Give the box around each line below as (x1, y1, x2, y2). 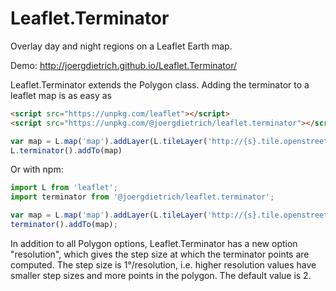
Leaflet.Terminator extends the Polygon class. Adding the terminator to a (10, 78, 310, 91)
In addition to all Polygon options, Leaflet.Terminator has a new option (10, 237, 298, 249)
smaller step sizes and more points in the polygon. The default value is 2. (10, 269, 312, 281)
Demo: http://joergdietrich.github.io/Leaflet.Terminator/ (10, 59, 237, 71)
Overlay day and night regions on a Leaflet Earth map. (10, 40, 233, 52)
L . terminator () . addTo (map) (10, 145, 123, 156)
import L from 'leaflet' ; (10, 183, 118, 193)
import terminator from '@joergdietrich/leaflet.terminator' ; (10, 192, 275, 202)
